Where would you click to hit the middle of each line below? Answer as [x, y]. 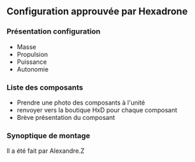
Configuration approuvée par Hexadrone [97, 12]
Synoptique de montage [48, 135]
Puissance [32, 62]
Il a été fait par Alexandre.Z [46, 151]
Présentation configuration [54, 32]
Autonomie [33, 69]
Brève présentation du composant [66, 117]
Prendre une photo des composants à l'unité [81, 102]
